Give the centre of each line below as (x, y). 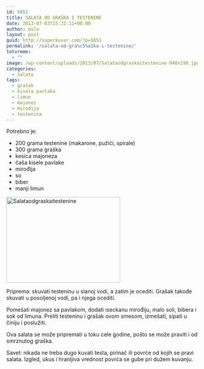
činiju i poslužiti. (26, 323)
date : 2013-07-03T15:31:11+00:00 (49, 23)
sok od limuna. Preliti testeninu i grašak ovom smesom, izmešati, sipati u (97, 316)
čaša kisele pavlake (40, 163)
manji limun (29, 188)
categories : (21, 69)
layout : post (23, 35)
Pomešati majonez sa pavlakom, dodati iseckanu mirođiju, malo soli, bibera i (101, 310)
